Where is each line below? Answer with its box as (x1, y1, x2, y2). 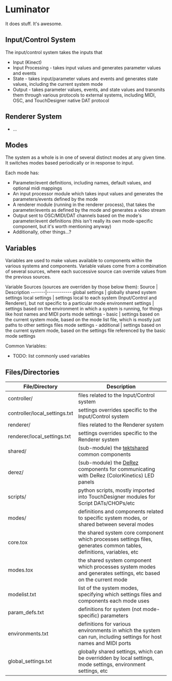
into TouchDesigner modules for (78, 493, 156, 500)
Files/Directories (5, 367, 60, 376)
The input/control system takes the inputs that (5, 49, 102, 55)
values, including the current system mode (12, 81, 103, 87)
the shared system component (78, 557, 152, 564)
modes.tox (8, 566, 33, 574)
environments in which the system (78, 627, 161, 634)
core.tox (8, 539, 28, 546)
